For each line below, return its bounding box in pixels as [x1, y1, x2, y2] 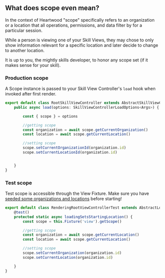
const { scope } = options [23, 114, 78, 119]
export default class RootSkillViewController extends [5, 100, 120, 105]
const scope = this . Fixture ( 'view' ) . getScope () [23, 219, 122, 224]
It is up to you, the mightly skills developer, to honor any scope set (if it [5, 57, 148, 63]
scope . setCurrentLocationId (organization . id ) [23, 150, 118, 155]
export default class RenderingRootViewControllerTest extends [5, 205, 137, 211]
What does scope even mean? [5, 4, 100, 12]
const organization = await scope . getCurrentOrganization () [23, 127, 148, 132]
